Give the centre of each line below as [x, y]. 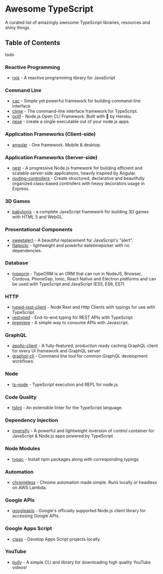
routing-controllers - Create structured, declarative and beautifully [78, 178]
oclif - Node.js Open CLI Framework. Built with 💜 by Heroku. [72, 116]
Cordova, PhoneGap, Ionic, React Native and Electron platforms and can [84, 278]
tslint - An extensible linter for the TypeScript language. [67, 408]
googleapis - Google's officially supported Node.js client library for [79, 511]
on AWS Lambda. [29, 487]
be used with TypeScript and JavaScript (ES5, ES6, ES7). [69, 284]
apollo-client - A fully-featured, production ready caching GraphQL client [85, 346]
